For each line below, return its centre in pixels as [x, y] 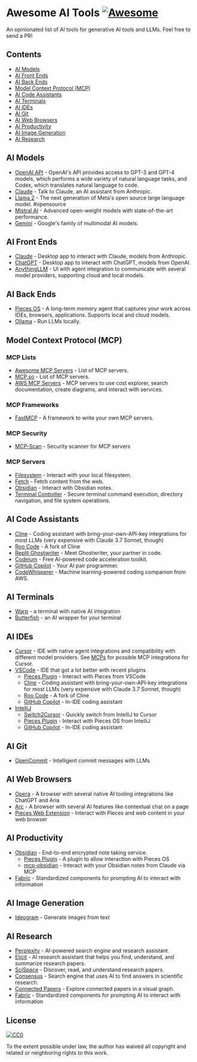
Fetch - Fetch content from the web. [59, 481]
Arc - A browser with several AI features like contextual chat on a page [102, 806]
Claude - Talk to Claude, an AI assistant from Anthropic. [83, 191]
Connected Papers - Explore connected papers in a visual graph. [95, 989]
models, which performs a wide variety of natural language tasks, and [101, 178]
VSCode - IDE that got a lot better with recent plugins [80, 670]
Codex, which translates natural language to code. [77, 185]
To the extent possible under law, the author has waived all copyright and [96, 1046]
